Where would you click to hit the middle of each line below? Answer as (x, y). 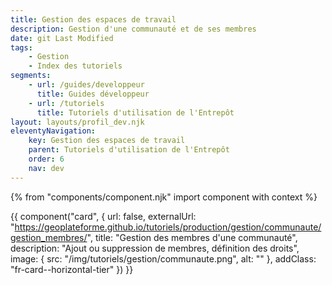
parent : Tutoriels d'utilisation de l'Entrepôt (129, 150)
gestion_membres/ (49, 237)
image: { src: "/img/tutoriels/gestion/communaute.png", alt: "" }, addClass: (163, 258)
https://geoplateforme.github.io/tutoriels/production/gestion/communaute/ (168, 227)
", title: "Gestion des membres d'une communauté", (192, 237)
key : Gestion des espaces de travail (107, 141)
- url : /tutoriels (66, 103)
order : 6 (46, 159)
